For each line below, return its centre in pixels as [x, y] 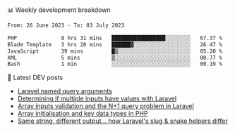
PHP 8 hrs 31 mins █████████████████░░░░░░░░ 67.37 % [115, 38]
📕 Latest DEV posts [35, 78]
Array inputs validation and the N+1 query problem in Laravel [106, 106]
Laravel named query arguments [65, 91]
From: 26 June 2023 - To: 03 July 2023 [66, 25]
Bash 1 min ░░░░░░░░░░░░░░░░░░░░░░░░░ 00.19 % [115, 64]
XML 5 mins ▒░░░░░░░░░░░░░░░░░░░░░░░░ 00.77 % [115, 58]
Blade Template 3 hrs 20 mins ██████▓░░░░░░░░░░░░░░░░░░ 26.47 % [115, 44]
